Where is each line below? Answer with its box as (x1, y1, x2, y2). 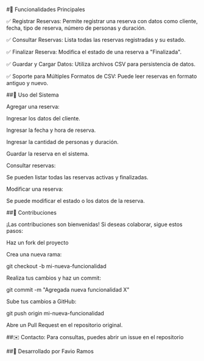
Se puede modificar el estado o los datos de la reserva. (6, 198, 145, 204)
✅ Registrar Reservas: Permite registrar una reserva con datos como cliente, (6, 18, 198, 24)
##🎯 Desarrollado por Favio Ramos (6, 348, 94, 355)
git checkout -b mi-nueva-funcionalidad (6, 263, 107, 270)
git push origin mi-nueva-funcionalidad (6, 310, 105, 317)
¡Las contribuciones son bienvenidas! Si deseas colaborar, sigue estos (6, 221, 183, 228)
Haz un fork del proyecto (6, 239, 69, 246)
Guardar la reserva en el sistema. (6, 150, 90, 157)
